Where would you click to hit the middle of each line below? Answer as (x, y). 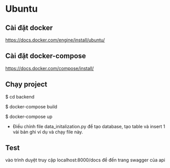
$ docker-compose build (31, 106)
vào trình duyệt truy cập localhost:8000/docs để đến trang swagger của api (85, 160)
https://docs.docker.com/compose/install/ (50, 68)
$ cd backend (20, 97)
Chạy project (26, 85)
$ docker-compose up (29, 116)
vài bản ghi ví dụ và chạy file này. (48, 132)
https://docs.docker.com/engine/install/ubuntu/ (55, 40)
